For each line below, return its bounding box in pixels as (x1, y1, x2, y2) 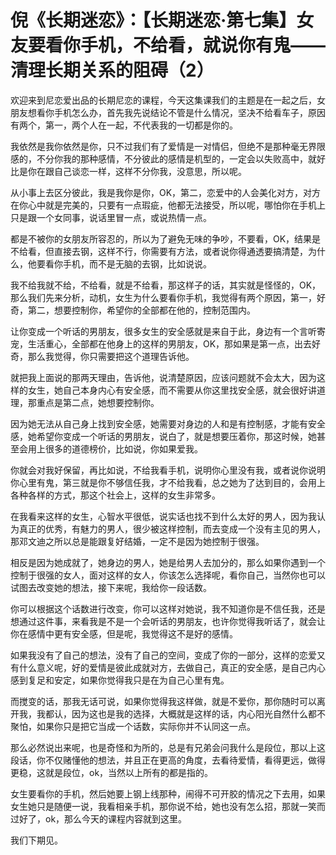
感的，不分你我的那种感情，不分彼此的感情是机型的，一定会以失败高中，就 (10, 152, 317, 165)
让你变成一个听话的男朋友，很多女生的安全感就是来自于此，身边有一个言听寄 (10, 325, 326, 337)
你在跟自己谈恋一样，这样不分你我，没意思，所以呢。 (27, 165, 247, 177)
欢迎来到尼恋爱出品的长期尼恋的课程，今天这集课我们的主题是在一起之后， (10, 94, 317, 106)
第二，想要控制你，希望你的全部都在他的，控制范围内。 (27, 304, 256, 316)
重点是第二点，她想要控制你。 (36, 396, 160, 408)
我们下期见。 (10, 834, 63, 846)
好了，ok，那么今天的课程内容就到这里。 (18, 812, 188, 825)
